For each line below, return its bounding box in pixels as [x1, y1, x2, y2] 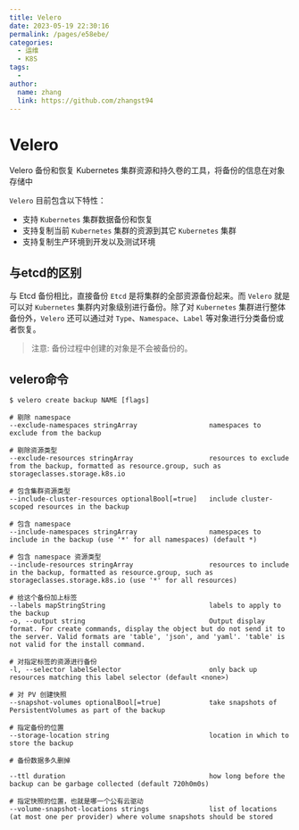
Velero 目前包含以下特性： [9, 195, 106, 206]
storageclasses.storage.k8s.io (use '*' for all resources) [9, 576, 238, 585]
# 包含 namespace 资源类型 [9, 552, 102, 561]
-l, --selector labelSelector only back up [9, 665, 257, 674]
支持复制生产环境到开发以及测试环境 [21, 237, 156, 247]
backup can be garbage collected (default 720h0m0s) [9, 779, 210, 788]
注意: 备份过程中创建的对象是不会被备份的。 [30, 343, 193, 353]
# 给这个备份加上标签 [9, 593, 78, 602]
